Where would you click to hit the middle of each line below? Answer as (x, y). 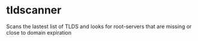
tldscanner (34, 10)
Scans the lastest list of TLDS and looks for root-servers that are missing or (99, 26)
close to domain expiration (39, 32)
